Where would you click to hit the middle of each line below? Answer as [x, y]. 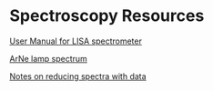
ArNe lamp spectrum [49, 58]
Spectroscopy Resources [107, 16]
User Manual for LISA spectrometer [76, 41]
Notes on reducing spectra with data [78, 76]
